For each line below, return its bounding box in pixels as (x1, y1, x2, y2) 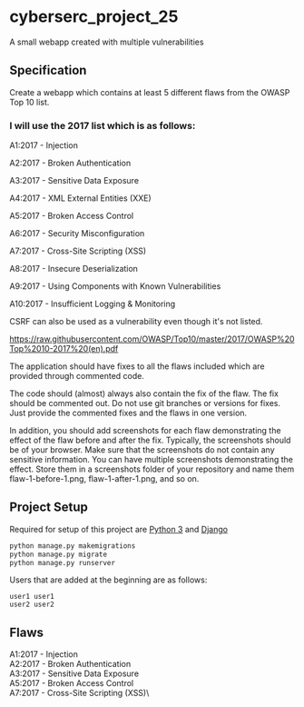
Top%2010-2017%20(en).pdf (9, 344, 119, 354)
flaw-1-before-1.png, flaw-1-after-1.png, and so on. (9, 473, 200, 484)
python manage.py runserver (9, 558, 116, 567)
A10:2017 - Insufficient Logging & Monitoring (9, 298, 176, 310)
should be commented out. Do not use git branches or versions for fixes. (9, 398, 281, 409)
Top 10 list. (9, 96, 50, 107)
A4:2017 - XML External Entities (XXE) (9, 193, 152, 204)
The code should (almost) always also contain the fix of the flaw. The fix (9, 388, 279, 399)
